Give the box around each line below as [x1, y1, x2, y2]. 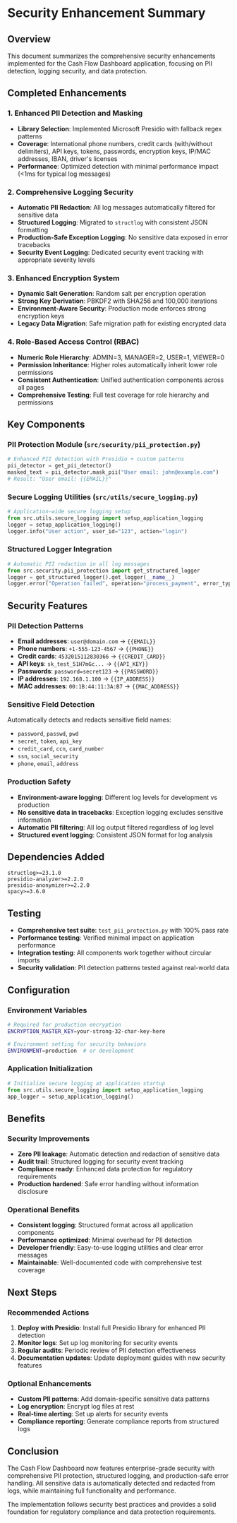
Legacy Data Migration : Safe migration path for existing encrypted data [17, 319, 227, 328]
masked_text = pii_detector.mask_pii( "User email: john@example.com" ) [7, 469, 219, 476]
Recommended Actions [7, 1308, 90, 1318]
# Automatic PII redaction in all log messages [7, 560, 150, 568]
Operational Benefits [7, 1205, 80, 1214]
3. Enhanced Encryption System [7, 273, 120, 283]
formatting [17, 225, 48, 234]
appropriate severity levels [17, 256, 95, 264]
